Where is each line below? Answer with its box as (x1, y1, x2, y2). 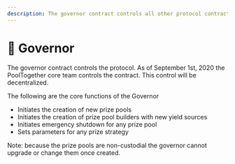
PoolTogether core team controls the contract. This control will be (7, 70, 197, 79)
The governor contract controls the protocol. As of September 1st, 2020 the (7, 64, 225, 72)
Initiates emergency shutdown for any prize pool (17, 120, 157, 128)
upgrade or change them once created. (7, 148, 121, 157)
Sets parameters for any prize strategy (17, 127, 129, 136)
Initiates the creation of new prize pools (17, 105, 131, 114)
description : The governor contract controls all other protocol (7, 10, 201, 17)
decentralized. (7, 78, 49, 87)
